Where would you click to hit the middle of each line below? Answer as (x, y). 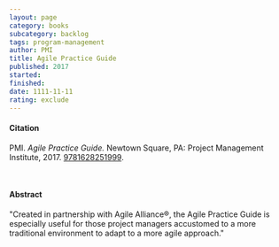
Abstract (26, 195)
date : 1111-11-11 (41, 91)
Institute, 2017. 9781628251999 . (66, 157)
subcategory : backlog (49, 34)
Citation (24, 127)
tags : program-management (57, 42)
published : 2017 (39, 67)
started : (25, 75)
